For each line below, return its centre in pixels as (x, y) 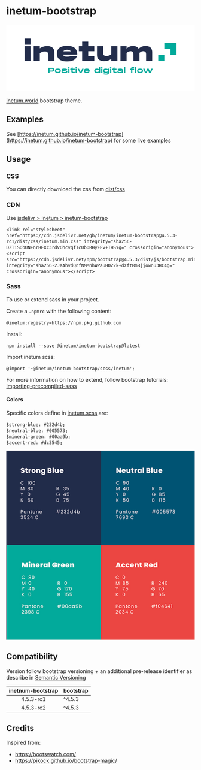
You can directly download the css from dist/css (66, 189)
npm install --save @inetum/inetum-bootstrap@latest (73, 346)
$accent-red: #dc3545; (34, 443)
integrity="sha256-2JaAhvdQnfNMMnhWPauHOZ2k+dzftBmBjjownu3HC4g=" (91, 265)
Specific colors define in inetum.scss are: (57, 413)
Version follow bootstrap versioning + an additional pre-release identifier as (99, 671)
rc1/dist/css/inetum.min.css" (44, 241)
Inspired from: (24, 743)
